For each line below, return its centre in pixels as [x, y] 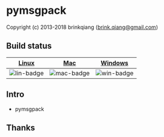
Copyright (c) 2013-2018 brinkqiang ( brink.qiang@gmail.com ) [82, 27]
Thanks [21, 128]
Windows [114, 62]
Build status [29, 46]
